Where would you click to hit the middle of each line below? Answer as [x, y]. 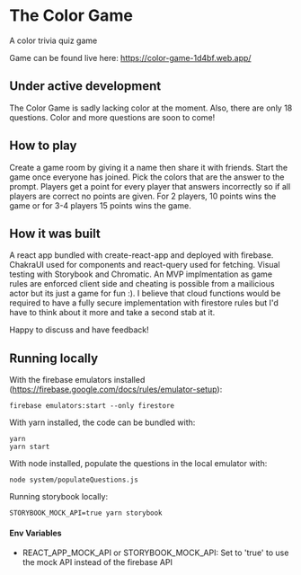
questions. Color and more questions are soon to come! [112, 117]
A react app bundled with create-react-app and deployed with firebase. [142, 255]
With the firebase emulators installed [77, 380]
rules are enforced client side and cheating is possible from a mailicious [142, 284]
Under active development [85, 86]
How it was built [55, 233]
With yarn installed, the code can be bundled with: [102, 422]
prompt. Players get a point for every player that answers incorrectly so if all [150, 186]
